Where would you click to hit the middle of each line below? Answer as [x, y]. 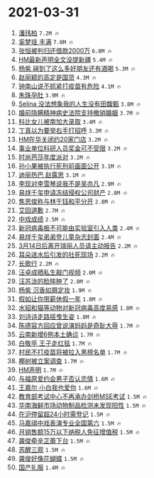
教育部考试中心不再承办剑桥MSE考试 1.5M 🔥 [83, 396]
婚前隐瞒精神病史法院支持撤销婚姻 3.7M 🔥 [79, 112]
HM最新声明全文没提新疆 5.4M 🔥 [65, 59]
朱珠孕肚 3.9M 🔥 [42, 95]
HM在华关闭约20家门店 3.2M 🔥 [63, 139]
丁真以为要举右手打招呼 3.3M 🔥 [64, 130]
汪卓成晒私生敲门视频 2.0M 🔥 [60, 272]
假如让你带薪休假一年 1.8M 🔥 [60, 299]
